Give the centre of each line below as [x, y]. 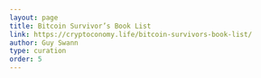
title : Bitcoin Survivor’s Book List [80, 26]
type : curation [38, 51]
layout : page [34, 17]
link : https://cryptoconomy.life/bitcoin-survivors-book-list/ [131, 34]
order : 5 [26, 59]
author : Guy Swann [44, 43]
